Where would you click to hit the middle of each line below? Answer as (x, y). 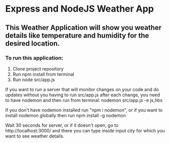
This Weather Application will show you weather (83, 28)
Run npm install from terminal (43, 74)
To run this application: (34, 58)
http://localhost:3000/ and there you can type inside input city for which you (85, 130)
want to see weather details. (35, 136)
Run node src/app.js (33, 80)
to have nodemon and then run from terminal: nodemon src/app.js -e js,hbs (84, 100)
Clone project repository (38, 68)
